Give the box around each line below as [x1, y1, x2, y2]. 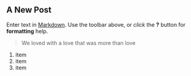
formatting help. [6, 27, 48, 35]
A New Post [6, 5, 52, 15]
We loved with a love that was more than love [21, 39, 136, 46]
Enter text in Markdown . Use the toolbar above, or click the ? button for [6, 21, 185, 28]
